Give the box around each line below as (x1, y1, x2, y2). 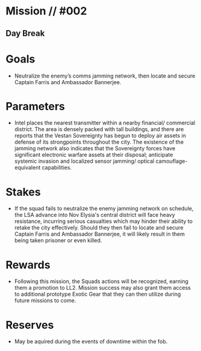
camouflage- (155, 157, 188, 165)
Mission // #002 (5, 4, 87, 18)
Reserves (5, 318, 54, 332)
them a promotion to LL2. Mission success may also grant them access (14, 284, 191, 291)
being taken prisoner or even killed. (14, 237, 102, 244)
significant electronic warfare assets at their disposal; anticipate (14, 151, 173, 159)
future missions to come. (14, 297, 76, 304)
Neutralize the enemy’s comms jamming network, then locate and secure (14, 72, 196, 79)
